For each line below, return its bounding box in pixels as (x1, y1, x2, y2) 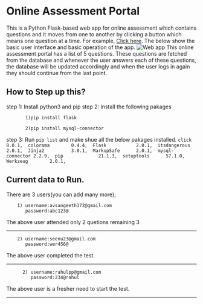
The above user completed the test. (6, 251, 95, 259)
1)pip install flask (25, 114, 77, 121)
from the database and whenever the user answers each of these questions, (6, 56, 196, 64)
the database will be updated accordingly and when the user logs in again (6, 62, 190, 70)
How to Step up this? (6, 87, 86, 97)
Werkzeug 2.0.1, (6, 158, 66, 164)
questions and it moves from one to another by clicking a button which (6, 30, 182, 38)
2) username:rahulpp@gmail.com (22, 269, 101, 275)
